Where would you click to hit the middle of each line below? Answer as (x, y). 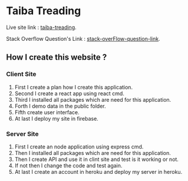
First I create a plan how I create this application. (74, 87)
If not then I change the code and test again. (68, 165)
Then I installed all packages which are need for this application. (93, 153)
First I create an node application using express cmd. (79, 147)
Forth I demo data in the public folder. (60, 106)
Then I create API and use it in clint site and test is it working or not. (96, 159)
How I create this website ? (57, 57)
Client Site (21, 74)
